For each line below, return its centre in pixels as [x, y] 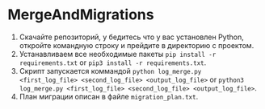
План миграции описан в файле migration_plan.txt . [109, 96]
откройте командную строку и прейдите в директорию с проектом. [137, 45]
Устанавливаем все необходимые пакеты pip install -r [118, 54]
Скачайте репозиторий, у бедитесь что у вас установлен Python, [131, 37]
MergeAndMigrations [81, 15]
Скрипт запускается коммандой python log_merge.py [110, 71]
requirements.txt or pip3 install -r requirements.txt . [113, 63]
